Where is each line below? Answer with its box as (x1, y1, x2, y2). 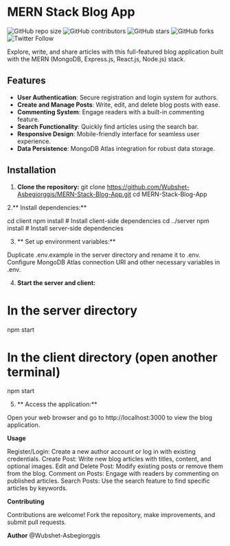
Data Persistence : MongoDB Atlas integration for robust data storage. (16, 144, 215, 152)
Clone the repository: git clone (16, 182, 106, 191)
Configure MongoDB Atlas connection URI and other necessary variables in (7, 258, 220, 266)
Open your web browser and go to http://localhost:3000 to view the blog (7, 414, 213, 422)
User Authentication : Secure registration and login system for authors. (16, 93, 218, 101)
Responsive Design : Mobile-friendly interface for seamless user (16, 129, 200, 138)
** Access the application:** (16, 400, 97, 408)
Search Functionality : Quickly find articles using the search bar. (16, 122, 199, 131)
